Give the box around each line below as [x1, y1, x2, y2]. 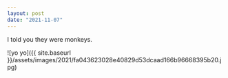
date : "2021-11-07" [7, 16, 63, 23]
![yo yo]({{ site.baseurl [7, 49, 71, 57]
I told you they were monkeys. [7, 35, 93, 43]
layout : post [7, 10, 45, 17]
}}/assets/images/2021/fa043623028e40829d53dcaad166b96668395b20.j [7, 55, 222, 64]
